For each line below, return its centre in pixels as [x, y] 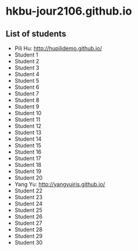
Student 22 [29, 191]
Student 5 [27, 81]
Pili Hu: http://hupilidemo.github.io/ [58, 48]
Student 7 [27, 94]
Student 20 [29, 178]
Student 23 [29, 197]
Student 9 [27, 107]
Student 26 [29, 217]
